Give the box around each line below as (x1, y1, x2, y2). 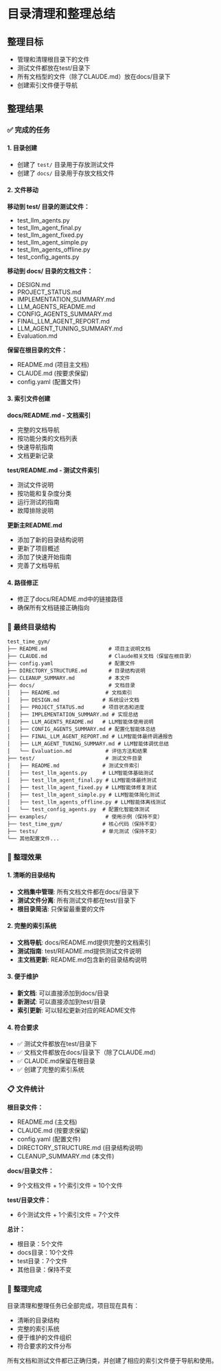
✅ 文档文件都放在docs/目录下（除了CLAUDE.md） (16, 1048, 160, 1056)
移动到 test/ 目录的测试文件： (7, 202, 91, 210)
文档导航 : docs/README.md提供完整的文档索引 (16, 938, 151, 947)
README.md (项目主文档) (16, 360, 90, 368)
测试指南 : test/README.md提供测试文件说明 (16, 947, 142, 955)
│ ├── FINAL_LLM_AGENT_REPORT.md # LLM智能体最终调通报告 (7, 733, 174, 740)
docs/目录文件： (7, 1167, 54, 1175)
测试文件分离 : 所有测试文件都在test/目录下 (16, 896, 136, 904)
